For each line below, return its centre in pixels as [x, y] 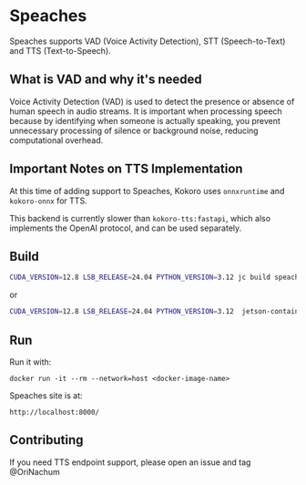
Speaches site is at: [46, 395]
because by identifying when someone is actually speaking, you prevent [145, 120]
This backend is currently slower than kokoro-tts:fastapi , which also [140, 218]
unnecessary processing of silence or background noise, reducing [134, 130]
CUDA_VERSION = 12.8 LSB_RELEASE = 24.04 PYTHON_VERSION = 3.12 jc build [140, 278]
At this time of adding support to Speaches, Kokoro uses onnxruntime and [147, 191]
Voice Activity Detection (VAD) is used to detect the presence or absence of [152, 101]
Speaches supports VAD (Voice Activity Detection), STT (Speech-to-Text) [148, 41]
